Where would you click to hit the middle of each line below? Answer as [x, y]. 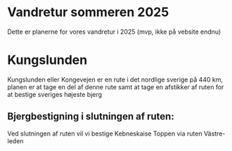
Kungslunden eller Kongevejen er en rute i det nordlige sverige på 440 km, [115, 79]
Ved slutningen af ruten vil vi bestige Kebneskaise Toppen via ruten [105, 133]
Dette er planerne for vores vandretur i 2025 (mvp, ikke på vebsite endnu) [114, 32]
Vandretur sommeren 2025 [88, 12]
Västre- [214, 133]
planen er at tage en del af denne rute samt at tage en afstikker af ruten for [116, 87]
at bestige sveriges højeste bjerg [55, 94]
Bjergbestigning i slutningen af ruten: [91, 117]
